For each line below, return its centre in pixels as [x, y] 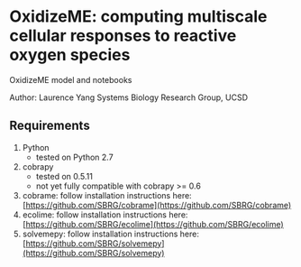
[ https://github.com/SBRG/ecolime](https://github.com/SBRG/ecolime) [153, 224]
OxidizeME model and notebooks [71, 79]
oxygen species [70, 55]
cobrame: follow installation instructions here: [107, 195]
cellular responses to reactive [123, 36]
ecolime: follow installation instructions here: [105, 215]
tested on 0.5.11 [64, 176]
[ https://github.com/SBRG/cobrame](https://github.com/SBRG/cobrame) [157, 205]
